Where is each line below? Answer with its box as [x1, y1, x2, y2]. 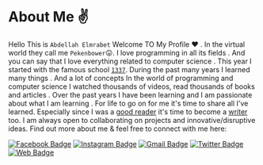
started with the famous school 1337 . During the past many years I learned [8, 64, 251, 74]
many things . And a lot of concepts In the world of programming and [8, 73, 234, 82]
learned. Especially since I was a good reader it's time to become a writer [8, 106, 248, 117]
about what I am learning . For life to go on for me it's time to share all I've [8, 98, 249, 108]
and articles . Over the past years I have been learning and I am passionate [8, 90, 253, 99]
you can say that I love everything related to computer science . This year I [8, 56, 252, 66]
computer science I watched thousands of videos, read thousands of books [8, 82, 255, 91]
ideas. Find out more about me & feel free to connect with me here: [8, 124, 227, 133]
